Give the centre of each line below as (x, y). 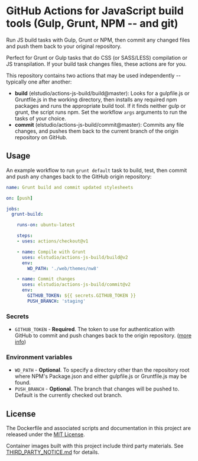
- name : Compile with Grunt (51, 252)
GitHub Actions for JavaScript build (95, 11)
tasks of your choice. (40, 118)
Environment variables (39, 357)
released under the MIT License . (46, 434)
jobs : (13, 209)
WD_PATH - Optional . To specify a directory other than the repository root (102, 370)
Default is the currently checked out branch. (68, 395)
